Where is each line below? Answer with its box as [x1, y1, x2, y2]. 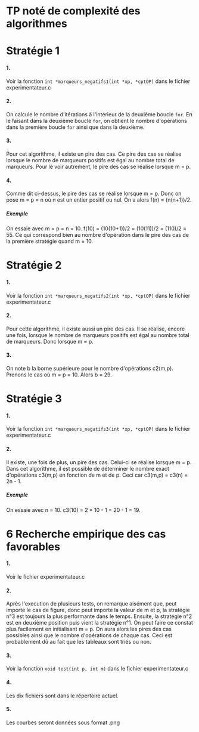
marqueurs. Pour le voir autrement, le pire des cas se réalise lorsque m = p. [6, 163, 191, 170]
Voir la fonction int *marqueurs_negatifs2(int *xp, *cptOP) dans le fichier [6, 292, 191, 299]
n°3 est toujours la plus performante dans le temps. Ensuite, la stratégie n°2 [6, 613, 192, 620]
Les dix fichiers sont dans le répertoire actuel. [6, 692, 119, 699]
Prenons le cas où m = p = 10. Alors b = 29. [6, 371, 112, 378]
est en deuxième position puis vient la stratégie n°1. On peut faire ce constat [6, 619, 194, 626]
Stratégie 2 [6, 258, 62, 272]
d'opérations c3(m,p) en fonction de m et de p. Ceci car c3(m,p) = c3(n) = [6, 471, 188, 478]
